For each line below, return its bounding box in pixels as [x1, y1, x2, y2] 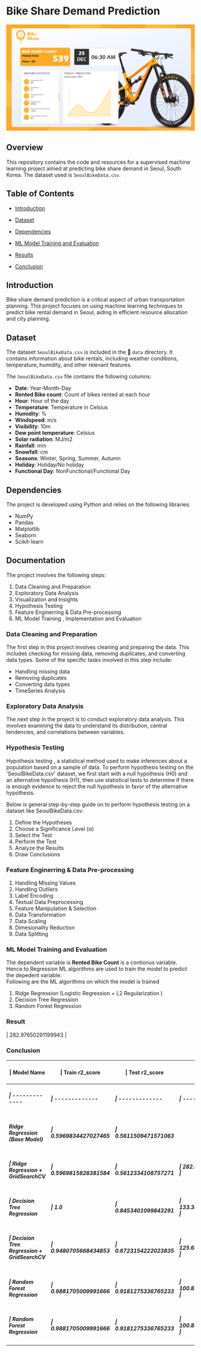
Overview [6, 142, 44, 153]
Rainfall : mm [14, 442, 47, 449]
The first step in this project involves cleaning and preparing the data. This [6, 644, 190, 651]
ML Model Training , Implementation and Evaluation [14, 614, 142, 622]
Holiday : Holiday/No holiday [14, 461, 84, 468]
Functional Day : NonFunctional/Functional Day [14, 467, 130, 475]
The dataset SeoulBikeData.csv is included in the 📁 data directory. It [6, 348, 173, 356]
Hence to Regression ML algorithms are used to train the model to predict [6, 965, 187, 972]
